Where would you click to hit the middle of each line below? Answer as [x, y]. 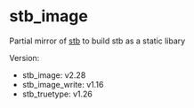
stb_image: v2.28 [54, 75]
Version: [24, 58]
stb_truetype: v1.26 [57, 94]
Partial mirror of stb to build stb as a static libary [97, 41]
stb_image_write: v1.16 [63, 84]
